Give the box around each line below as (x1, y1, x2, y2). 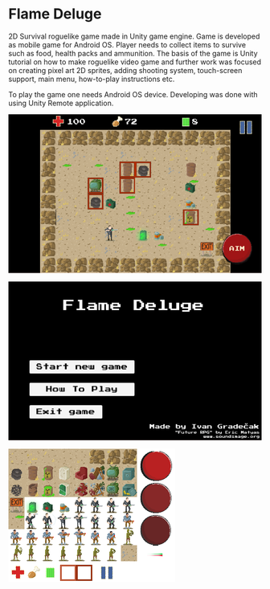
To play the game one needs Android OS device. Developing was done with (8, 89, 259, 99)
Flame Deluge (8, 5, 102, 23)
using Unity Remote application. (8, 98, 114, 108)
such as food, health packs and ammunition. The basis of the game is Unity (8, 48, 259, 58)
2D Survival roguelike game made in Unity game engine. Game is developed (8, 31, 260, 41)
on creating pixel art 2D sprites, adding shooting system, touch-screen (8, 65, 243, 75)
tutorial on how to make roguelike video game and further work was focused (8, 57, 262, 67)
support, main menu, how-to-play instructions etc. (8, 74, 175, 84)
